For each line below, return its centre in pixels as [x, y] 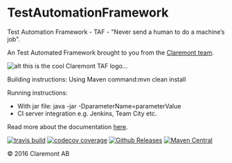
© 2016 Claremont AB [38, 153]
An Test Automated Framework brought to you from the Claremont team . [111, 52]
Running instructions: [37, 93]
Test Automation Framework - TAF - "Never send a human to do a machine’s [116, 32]
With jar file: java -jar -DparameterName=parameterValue [99, 106]
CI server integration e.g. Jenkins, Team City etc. [87, 113]
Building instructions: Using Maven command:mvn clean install [97, 79]
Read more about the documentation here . [68, 126]
